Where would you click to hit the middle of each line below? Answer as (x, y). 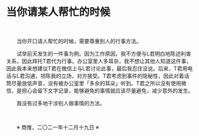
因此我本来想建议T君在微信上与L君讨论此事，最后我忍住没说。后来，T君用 (97, 68)
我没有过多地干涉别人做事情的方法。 (61, 103)
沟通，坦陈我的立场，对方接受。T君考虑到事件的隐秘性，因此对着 (104, 76)
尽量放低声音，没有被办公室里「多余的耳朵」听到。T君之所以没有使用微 (99, 83)
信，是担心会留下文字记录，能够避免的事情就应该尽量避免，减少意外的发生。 (100, 90)
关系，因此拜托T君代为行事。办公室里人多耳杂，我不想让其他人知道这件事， (99, 61)
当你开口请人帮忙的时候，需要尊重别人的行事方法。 (79, 41)
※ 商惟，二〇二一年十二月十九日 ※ (58, 127)
